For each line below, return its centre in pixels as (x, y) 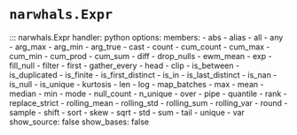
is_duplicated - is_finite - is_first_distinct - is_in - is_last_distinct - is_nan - (143, 75)
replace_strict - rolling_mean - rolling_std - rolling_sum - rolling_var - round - (148, 102)
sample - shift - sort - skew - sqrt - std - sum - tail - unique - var (127, 112)
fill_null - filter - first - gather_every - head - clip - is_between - (125, 65)
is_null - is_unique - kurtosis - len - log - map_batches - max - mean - (137, 84)
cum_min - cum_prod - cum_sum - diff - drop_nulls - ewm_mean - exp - (141, 56)
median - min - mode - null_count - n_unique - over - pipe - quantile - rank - (148, 94)
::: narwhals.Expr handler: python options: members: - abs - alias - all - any (146, 37)
